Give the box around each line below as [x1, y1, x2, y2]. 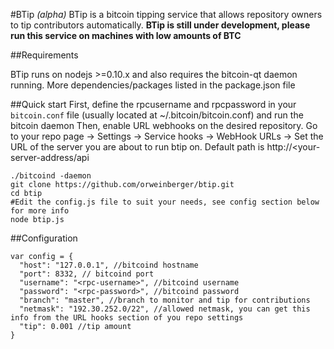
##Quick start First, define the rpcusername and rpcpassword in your [10, 99, 297, 110]
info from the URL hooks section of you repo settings [10, 313, 244, 323]
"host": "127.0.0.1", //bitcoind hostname [19, 260, 199, 270]
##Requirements [10, 49, 79, 61]
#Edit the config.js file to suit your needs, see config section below [10, 197, 320, 207]
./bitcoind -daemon [10, 171, 92, 181]
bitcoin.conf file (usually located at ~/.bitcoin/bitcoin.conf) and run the [10, 109, 304, 121]
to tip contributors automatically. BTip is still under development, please [10, 19, 311, 31]
